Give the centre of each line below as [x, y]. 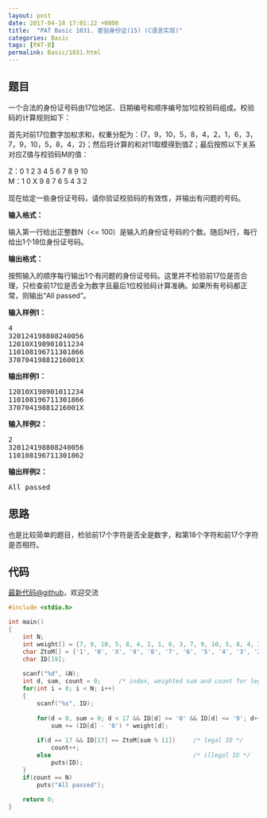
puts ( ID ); [67, 762]
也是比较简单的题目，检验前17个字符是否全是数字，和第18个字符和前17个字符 [133, 535]
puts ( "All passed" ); [71, 785]
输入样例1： [27, 312]
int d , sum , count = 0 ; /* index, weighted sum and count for [135, 681]
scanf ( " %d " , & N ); [51, 674]
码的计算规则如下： [40, 117]
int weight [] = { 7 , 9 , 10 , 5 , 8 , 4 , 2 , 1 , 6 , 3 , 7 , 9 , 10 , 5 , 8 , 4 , [138, 644]
